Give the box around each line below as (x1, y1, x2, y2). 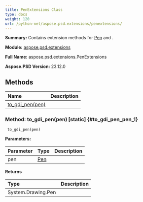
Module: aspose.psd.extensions (5, 44, 71, 50)
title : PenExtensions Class (5, 7, 63, 12)
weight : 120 (5, 16, 30, 21)
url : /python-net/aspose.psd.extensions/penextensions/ (5, 21, 122, 26)
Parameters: (5, 136, 31, 142)
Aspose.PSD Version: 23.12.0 (5, 64, 66, 69)
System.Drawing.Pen (7, 189, 56, 196)
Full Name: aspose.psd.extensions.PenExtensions (5, 54, 107, 60)
